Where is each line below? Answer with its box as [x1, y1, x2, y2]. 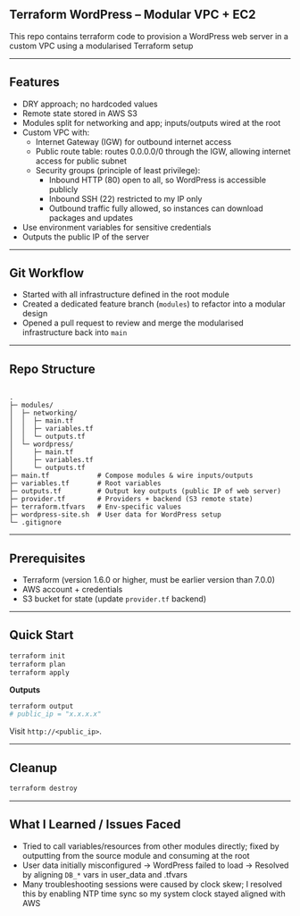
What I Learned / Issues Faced [9, 817, 181, 832]
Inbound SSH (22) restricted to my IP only [48, 193, 203, 204]
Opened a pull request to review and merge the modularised [21, 317, 244, 329]
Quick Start [9, 627, 74, 643]
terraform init [9, 651, 66, 660]
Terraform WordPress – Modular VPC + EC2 [9, 7, 256, 22]
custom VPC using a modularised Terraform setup [9, 40, 194, 51]
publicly [48, 183, 79, 195]
